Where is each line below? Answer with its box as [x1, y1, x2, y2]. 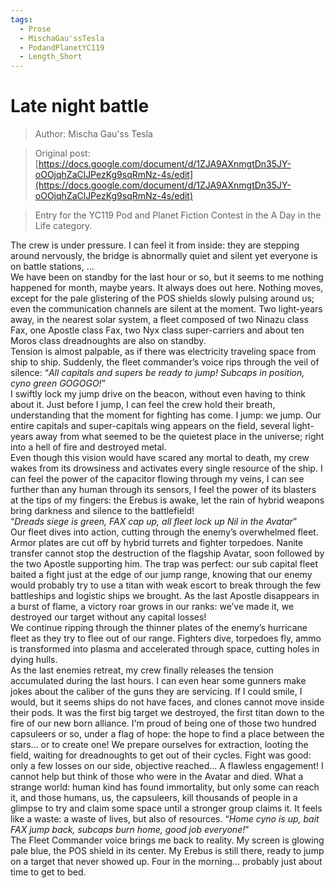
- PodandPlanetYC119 [19, 42, 105, 53]
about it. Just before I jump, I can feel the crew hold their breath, [10, 399, 276, 411]
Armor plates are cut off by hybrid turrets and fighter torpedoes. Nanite [10, 537, 304, 549]
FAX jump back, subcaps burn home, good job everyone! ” [10, 824, 250, 836]
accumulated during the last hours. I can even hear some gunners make [10, 675, 307, 687]
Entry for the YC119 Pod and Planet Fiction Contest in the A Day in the [34, 209, 322, 221]
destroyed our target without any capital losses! [10, 611, 207, 623]
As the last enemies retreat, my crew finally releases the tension [10, 664, 274, 676]
